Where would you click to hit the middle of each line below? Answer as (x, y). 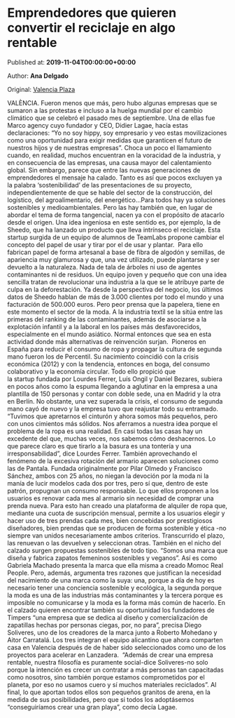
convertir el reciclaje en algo (92, 28)
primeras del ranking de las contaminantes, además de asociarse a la (107, 319)
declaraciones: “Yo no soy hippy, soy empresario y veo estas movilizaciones (117, 133)
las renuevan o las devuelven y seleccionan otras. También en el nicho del (114, 543)
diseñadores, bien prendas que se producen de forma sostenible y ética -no (117, 528)
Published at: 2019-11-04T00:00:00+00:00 (72, 62)
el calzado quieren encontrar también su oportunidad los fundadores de (111, 610)
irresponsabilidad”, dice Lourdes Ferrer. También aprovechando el (102, 453)
